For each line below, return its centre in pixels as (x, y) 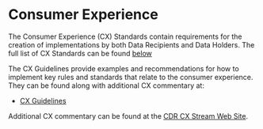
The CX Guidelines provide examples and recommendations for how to (124, 68)
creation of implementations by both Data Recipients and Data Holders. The (131, 44)
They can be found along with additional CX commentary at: (106, 85)
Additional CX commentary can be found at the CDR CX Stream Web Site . (128, 116)
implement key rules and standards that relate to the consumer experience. (131, 77)
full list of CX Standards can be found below (80, 53)
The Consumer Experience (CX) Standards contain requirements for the (125, 36)
